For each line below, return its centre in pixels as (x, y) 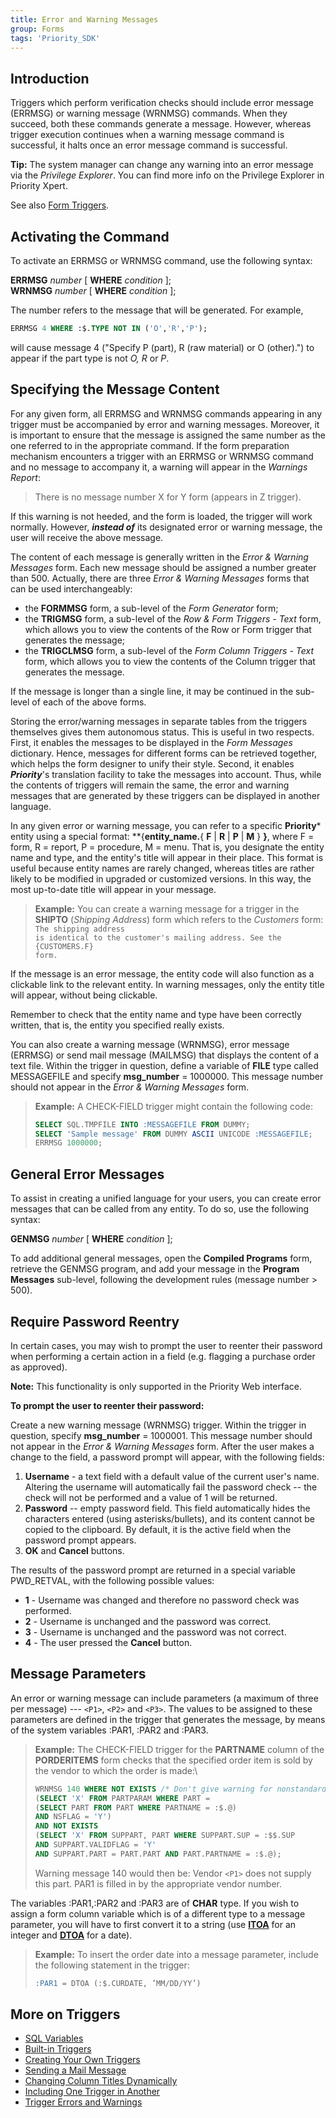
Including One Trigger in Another (92, 2092)
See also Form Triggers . (60, 205)
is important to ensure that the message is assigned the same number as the (168, 435)
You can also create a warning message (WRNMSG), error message (150, 1044)
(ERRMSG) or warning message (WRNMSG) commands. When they (149, 113)
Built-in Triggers (58, 2049)
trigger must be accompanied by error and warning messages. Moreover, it (165, 424)
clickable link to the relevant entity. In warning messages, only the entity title (167, 984)
